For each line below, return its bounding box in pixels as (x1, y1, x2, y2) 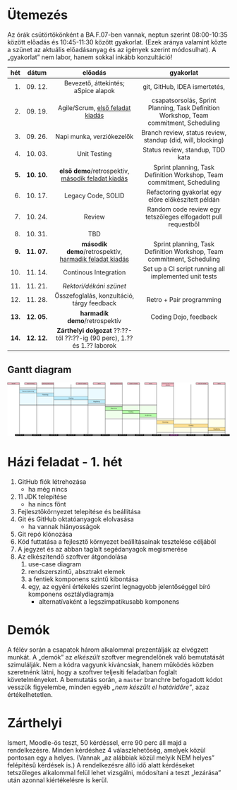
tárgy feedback (72, 299, 117, 308)
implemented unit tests (150, 272, 217, 280)
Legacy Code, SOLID (64, 191, 125, 200)
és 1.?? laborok (72, 341, 117, 349)
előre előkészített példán (147, 195, 220, 204)
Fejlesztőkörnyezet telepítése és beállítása (17, 507, 141, 516)
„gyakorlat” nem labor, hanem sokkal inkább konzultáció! (7, 53, 173, 61)
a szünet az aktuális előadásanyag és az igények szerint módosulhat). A (7, 45, 217, 54)
